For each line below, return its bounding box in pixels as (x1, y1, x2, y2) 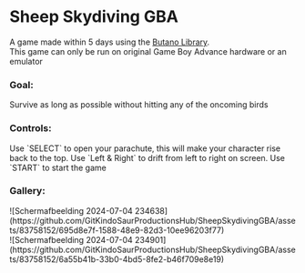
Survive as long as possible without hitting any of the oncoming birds (9, 99, 269, 110)
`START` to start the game (9, 162, 107, 173)
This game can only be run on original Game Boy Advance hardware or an (9, 45, 287, 56)
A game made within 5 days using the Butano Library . (9, 36, 210, 47)
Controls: (9, 122, 52, 135)
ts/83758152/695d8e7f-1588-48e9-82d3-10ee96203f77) (9, 225, 225, 236)
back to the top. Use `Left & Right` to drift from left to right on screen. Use (9, 152, 285, 163)
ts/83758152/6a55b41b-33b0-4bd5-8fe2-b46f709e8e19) (9, 253, 225, 265)
